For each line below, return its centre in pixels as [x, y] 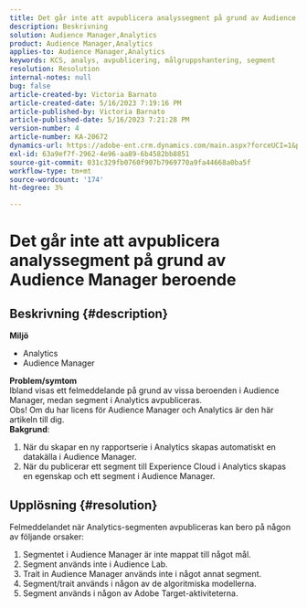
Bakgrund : [30, 430]
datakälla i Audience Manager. [79, 457]
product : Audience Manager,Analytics [81, 43]
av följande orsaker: [47, 537]
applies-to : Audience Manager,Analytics [88, 52]
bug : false [30, 86]
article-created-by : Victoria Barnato [83, 94]
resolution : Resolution [55, 69]
